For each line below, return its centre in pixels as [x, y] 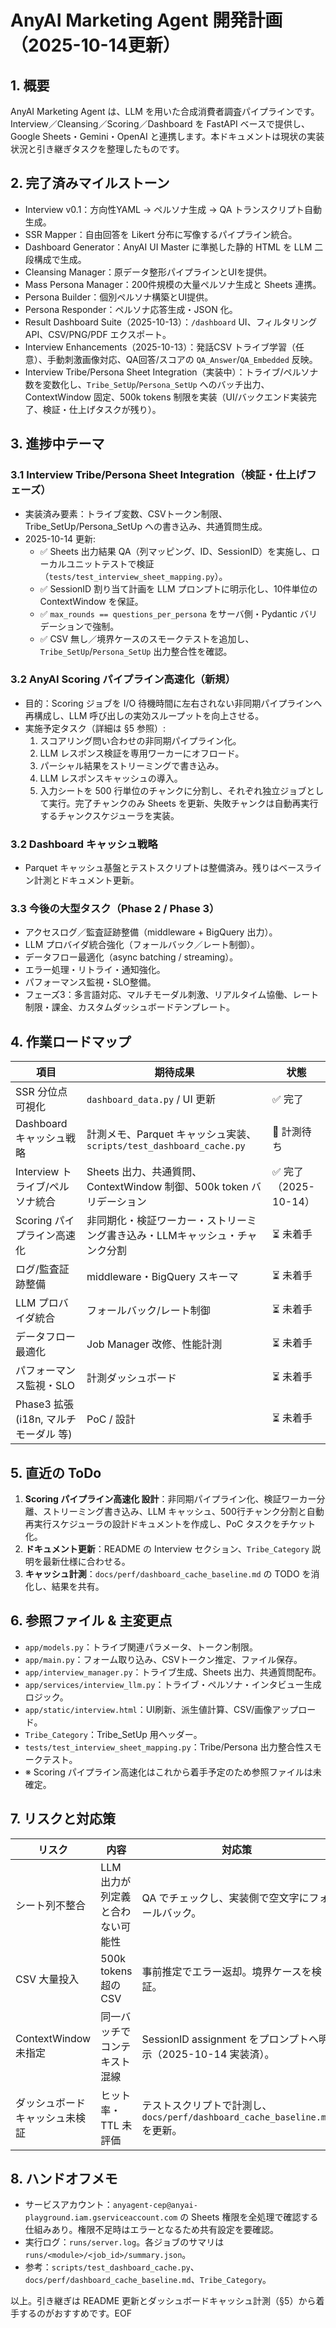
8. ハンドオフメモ [64, 2179]
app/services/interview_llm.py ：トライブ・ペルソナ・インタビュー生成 [173, 1684]
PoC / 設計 [111, 1419]
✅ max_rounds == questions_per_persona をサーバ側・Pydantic [168, 613]
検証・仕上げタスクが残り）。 [102, 409]
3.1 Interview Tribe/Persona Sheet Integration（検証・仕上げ [158, 475]
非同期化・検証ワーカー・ [147, 1221]
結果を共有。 [78, 1587]
